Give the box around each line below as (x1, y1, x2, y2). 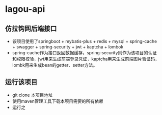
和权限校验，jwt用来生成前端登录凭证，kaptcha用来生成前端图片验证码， (12, 56, 160, 62)
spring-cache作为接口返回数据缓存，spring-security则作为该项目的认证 (12, 50, 157, 55)
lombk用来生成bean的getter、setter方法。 (12, 62, 98, 68)
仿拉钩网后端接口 (5, 24, 57, 33)
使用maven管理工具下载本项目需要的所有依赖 (12, 98, 104, 104)
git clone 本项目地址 (12, 92, 53, 98)
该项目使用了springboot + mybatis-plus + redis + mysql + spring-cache (12, 38, 157, 44)
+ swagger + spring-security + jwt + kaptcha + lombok (12, 44, 124, 50)
